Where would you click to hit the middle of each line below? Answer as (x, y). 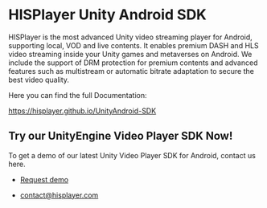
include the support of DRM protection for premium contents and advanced (133, 63)
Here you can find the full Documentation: (78, 95)
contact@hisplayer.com (59, 195)
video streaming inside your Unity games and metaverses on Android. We (130, 54)
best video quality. (39, 80)
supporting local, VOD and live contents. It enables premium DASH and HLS (133, 45)
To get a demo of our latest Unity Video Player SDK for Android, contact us (132, 155)
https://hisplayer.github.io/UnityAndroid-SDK (82, 111)
